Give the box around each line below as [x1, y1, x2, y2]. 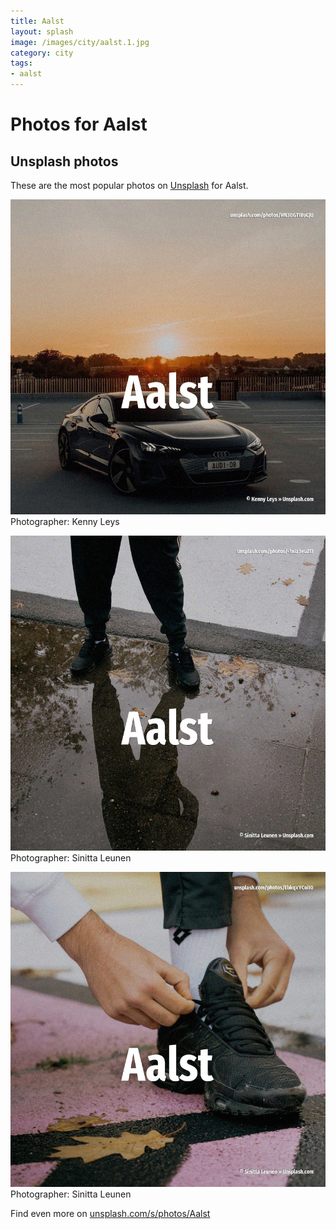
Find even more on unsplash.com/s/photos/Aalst [10, 1208, 211, 1219]
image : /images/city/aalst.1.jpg [10, 37, 150, 47]
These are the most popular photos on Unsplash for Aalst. [10, 180, 249, 191]
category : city [10, 48, 74, 58]
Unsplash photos [10, 153, 119, 170]
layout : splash [10, 26, 74, 37]
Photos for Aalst [10, 113, 148, 136]
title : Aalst [10, 16, 65, 26]
